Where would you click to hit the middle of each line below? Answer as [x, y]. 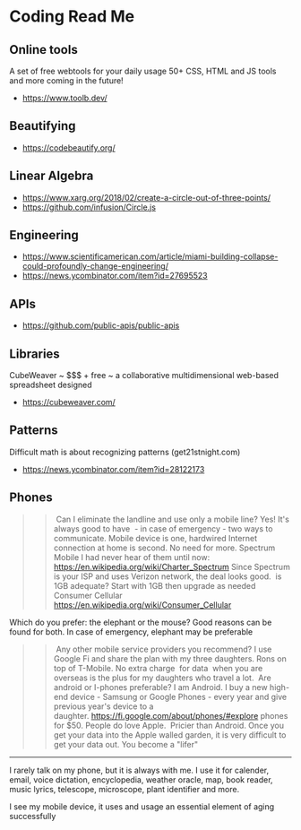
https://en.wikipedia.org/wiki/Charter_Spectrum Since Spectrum [172, 566]
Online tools [43, 50]
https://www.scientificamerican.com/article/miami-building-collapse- [150, 256]
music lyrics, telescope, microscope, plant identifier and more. [125, 789]
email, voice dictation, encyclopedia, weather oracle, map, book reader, [141, 779]
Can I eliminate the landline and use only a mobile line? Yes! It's [172, 519]
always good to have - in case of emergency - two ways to [163, 528]
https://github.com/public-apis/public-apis [101, 325]
